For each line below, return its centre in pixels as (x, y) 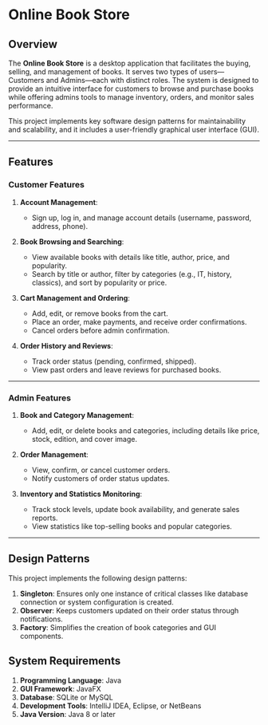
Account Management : (59, 202)
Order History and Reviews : (66, 345)
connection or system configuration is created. (97, 602)
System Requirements (65, 661)
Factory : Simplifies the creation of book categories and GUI (118, 627)
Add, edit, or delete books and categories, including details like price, (146, 430)
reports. (45, 518)
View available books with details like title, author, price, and (130, 257)
